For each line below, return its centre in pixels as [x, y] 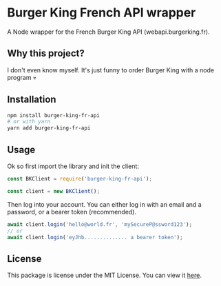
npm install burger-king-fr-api [53, 115]
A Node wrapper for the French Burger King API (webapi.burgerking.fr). [108, 32]
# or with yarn [29, 122]
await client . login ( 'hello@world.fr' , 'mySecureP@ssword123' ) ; [100, 224]
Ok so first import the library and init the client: [73, 166]
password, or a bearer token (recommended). [72, 212]
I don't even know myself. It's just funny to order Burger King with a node [111, 70]
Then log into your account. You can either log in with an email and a [104, 204]
